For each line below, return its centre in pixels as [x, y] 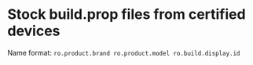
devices [34, 31]
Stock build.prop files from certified [126, 14]
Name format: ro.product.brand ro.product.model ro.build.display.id [124, 52]
